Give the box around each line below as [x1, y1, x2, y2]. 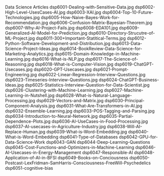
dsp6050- [129, 155, 150, 160]
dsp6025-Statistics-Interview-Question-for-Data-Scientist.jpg [24, 82, 150, 88]
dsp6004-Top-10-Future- [102, 9, 153, 15]
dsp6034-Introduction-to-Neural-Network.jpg [5, 113, 98, 119]
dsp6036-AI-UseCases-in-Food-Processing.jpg [51, 118, 148, 124]
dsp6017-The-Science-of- [85, 56, 139, 62]
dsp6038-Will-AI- [107, 124, 142, 129]
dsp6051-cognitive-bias [5, 165, 53, 171]
